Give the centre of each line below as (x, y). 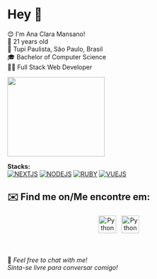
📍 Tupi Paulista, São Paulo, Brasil (55, 49)
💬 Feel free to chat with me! (47, 260)
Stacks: (19, 166)
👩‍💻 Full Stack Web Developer (50, 67)
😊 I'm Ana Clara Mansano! (46, 34)
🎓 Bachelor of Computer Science (57, 57)
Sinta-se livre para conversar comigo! (63, 267)
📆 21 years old (28, 41)
